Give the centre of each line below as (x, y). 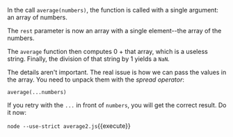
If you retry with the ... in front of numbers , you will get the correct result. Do (117, 105)
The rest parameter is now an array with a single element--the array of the (114, 31)
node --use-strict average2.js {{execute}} (69, 126)
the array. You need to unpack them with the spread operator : (96, 80)
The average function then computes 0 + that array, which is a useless (108, 52)
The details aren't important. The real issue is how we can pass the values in (117, 72)
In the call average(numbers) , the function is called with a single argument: (113, 10)
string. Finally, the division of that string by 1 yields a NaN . (89, 59)
